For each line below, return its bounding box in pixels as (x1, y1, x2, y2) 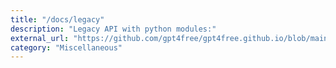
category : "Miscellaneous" (10, 42, 123, 53)
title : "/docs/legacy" (10, 14, 105, 25)
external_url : (10, 33, 70, 43)
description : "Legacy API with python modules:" (10, 24, 217, 34)
